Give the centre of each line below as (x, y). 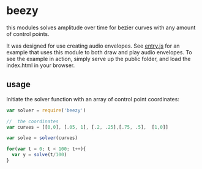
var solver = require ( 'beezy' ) (46, 110)
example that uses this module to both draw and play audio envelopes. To (99, 52)
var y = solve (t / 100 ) (39, 155)
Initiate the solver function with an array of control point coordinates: (93, 99)
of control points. (28, 34)
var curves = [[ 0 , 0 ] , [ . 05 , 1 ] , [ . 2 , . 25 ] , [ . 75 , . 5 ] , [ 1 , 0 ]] (87, 127)
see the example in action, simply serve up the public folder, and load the (99, 59)
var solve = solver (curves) (42, 138)
